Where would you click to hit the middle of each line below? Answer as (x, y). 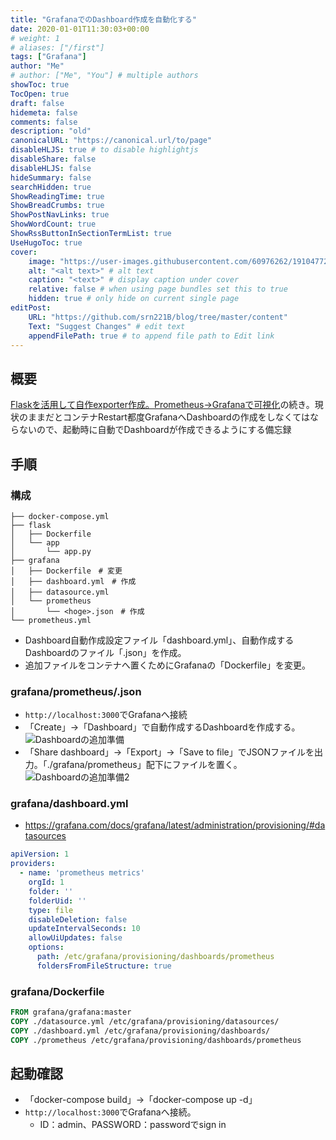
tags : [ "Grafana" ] (48, 57)
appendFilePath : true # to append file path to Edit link (151, 336)
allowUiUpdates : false (75, 938)
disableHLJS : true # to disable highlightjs (104, 150)
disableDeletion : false (78, 919)
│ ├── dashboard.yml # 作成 (73, 581)
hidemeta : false (44, 112)
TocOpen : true (40, 94)
